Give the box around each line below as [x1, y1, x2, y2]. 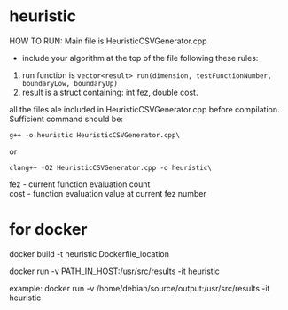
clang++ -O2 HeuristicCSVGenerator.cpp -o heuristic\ [9, 163, 213, 172]
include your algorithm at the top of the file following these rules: [21, 52, 259, 63]
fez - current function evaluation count [9, 179, 151, 190]
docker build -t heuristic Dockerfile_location [9, 248, 170, 259]
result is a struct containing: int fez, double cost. [21, 87, 198, 97]
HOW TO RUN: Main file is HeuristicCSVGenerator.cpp [9, 35, 207, 46]
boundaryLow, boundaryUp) [21, 79, 118, 88]
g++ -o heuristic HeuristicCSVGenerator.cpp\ [9, 130, 180, 139]
